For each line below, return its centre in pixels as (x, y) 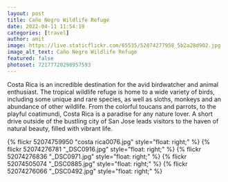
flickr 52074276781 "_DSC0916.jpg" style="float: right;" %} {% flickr (104, 149)
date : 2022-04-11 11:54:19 (46, 26)
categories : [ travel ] (38, 33)
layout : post (26, 13)
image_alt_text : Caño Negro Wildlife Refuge (72, 52)
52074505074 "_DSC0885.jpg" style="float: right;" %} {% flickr (97, 163)
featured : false (30, 59)
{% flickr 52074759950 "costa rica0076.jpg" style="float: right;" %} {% (109, 141)
